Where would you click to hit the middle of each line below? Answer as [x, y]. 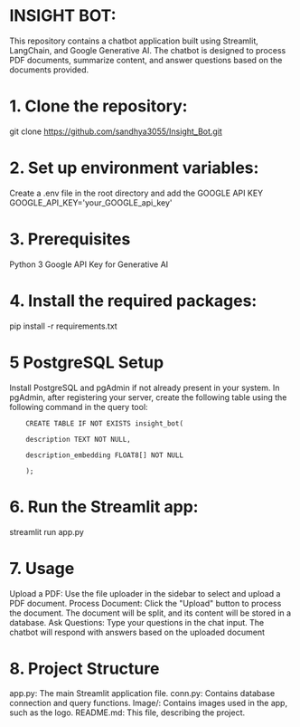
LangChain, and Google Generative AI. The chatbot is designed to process [148, 50]
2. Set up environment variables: [134, 168]
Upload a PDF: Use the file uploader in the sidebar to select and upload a [145, 593]
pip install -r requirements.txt [63, 326]
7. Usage [42, 568]
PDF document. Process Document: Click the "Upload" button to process [145, 603]
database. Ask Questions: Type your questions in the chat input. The [137, 622]
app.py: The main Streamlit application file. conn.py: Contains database [142, 694]
